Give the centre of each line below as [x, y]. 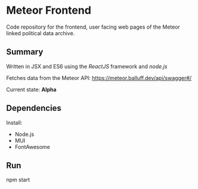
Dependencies [34, 108]
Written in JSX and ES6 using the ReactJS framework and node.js [87, 66]
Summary [25, 52]
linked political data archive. [41, 33]
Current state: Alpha [31, 89]
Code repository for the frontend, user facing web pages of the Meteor [93, 27]
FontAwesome [33, 147]
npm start [18, 180]
